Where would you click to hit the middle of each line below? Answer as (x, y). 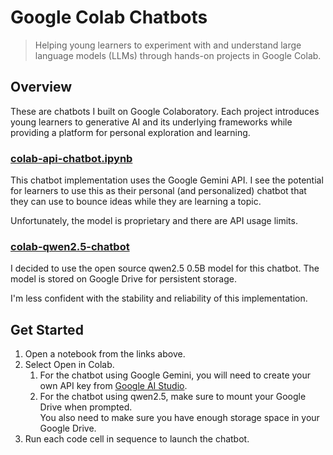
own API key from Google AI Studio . (113, 386)
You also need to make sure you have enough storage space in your (179, 418)
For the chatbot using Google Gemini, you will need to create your (175, 375)
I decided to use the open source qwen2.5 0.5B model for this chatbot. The (165, 268)
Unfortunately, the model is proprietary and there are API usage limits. (154, 221)
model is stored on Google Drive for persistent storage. (123, 279)
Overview (41, 87)
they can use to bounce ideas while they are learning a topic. (136, 202)
